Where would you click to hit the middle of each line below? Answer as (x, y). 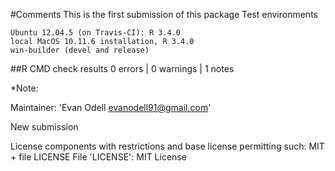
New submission (44, 127)
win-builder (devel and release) (80, 50)
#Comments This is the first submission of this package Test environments (164, 14)
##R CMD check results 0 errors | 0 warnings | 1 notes (122, 68)
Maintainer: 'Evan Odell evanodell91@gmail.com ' (111, 107)
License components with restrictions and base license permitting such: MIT (167, 146)
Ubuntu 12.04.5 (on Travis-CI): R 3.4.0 (96, 33)
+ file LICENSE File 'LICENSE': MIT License (98, 157)
